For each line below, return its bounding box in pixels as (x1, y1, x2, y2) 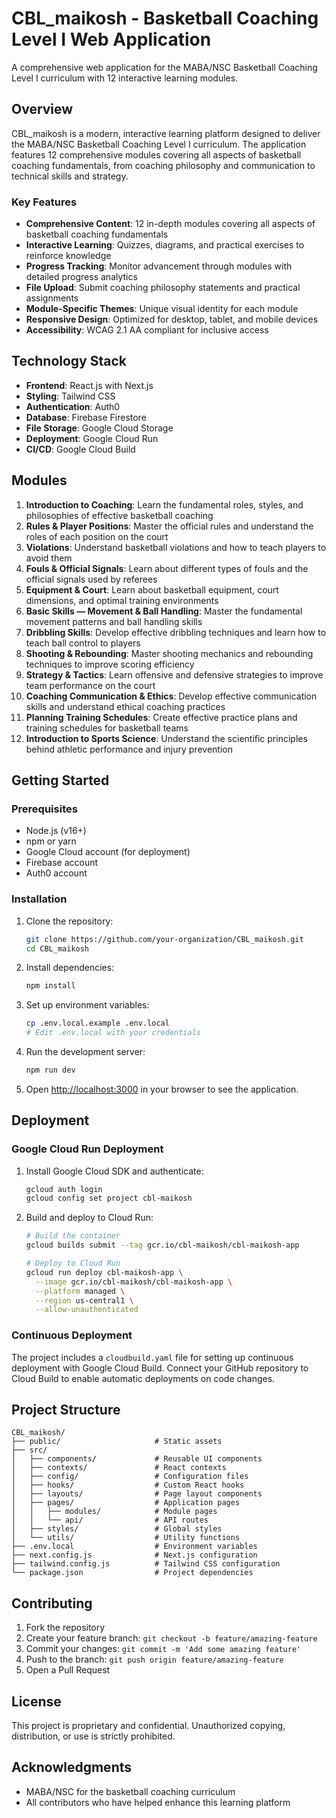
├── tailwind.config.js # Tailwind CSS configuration (11, 1559, 281, 1569)
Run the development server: (25, 1046, 146, 1058)
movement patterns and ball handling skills (25, 615, 203, 627)
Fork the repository (25, 1622, 106, 1634)
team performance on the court (25, 679, 156, 691)
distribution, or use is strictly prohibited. (11, 1730, 176, 1742)
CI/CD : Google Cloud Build (25, 443, 136, 455)
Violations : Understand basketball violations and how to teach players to (25, 541, 327, 553)
